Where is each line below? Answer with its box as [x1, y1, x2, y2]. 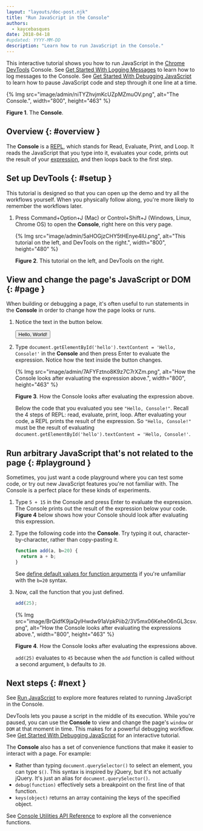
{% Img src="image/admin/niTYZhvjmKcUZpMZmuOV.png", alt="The [6, 91, 179, 98]
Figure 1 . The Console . [6, 109, 64, 116]
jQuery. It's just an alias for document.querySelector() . [15, 774, 150, 782]
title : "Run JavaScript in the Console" [6, 15, 110, 21]
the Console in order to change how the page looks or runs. [6, 306, 156, 314]
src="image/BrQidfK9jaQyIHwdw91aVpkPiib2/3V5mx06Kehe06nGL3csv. [15, 618, 198, 625]
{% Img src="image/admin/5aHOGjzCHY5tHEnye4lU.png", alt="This [15, 232, 186, 240]
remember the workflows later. [6, 202, 83, 210]
